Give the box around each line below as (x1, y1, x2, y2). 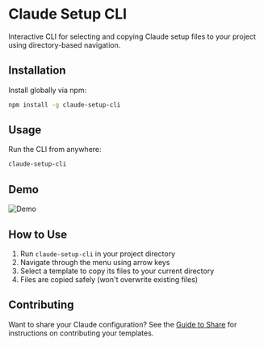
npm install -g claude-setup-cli (8, 100, 121, 109)
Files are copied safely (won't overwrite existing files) (19, 274, 199, 284)
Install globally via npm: (8, 85, 87, 95)
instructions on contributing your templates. (8, 328, 154, 338)
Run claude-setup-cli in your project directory (19, 248, 176, 259)
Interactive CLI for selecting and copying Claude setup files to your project (8, 32, 257, 41)
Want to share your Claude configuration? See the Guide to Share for (8, 319, 237, 329)
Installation (8, 64, 66, 78)
